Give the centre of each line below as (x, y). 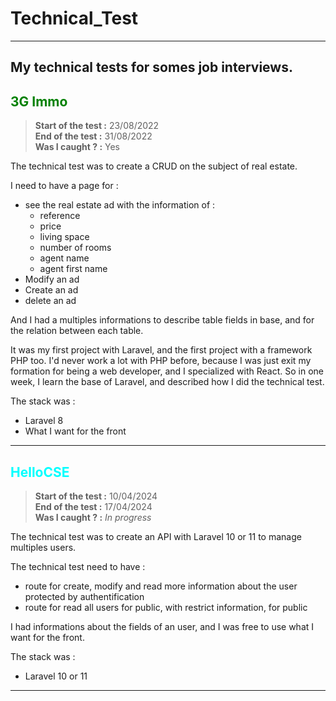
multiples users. (43, 547)
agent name (64, 258)
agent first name (73, 269)
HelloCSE (40, 472)
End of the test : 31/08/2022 (93, 136)
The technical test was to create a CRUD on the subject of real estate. (154, 166)
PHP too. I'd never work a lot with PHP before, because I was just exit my (161, 361)
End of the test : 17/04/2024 (93, 506)
